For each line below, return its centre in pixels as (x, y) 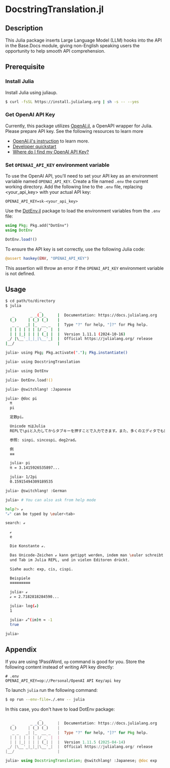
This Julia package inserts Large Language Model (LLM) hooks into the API (83, 40)
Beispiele (20, 578)
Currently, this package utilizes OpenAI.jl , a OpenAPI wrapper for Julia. (79, 126)
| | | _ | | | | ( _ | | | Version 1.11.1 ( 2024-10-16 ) (68, 334)
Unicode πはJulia (28, 426)
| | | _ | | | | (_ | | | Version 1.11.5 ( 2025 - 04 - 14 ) (68, 742)
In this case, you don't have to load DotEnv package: (60, 709)
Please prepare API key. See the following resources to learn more (74, 131)
